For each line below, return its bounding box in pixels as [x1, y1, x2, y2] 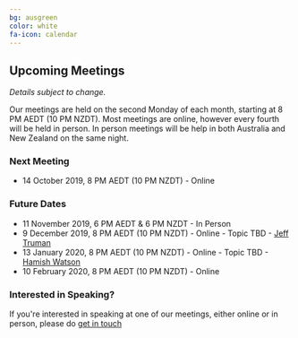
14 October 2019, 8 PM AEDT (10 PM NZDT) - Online [21, 176, 215, 186]
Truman [21, 237, 51, 247]
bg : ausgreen [9, 13, 58, 22]
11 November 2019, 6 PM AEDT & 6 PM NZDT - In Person [21, 218, 231, 229]
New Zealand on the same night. [9, 133, 130, 143]
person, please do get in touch [9, 318, 123, 329]
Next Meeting [9, 155, 70, 168]
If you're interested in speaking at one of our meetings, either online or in [9, 308, 279, 319]
